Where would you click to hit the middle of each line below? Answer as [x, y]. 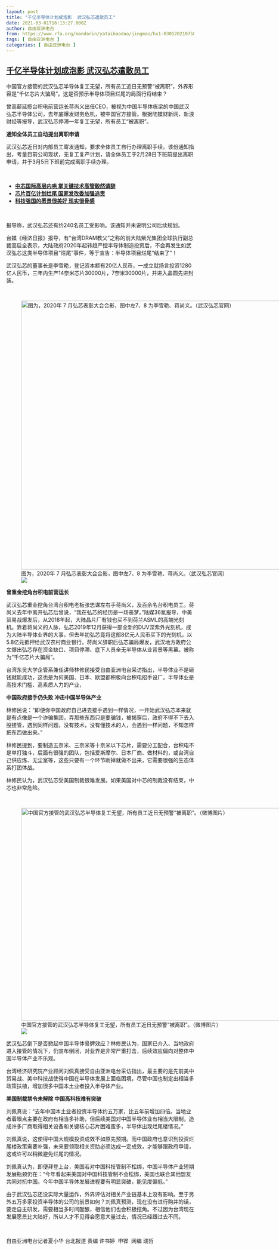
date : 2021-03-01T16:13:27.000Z [46, 23]
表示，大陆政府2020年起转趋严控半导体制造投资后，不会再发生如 [106, 245]
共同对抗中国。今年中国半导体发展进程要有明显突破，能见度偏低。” [87, 1181]
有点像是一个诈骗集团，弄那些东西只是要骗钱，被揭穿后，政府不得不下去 [100, 717]
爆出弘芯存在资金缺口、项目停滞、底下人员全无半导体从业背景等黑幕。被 [100, 649]
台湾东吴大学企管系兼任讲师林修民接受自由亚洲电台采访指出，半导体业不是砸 [100, 669]
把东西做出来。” [24, 732]
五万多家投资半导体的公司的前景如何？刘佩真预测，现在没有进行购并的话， [103, 1202]
